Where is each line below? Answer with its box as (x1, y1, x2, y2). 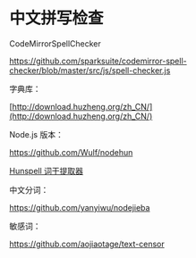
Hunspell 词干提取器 (9, 165, 83, 176)
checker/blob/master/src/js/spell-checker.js (9, 64, 171, 76)
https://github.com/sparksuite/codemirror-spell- (9, 55, 187, 66)
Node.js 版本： (9, 129, 64, 139)
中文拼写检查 (9, 8, 105, 29)
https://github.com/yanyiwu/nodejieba (9, 202, 150, 212)
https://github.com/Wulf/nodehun (9, 146, 133, 157)
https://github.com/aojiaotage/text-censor (9, 238, 165, 249)
